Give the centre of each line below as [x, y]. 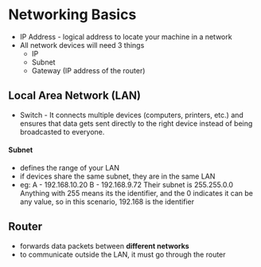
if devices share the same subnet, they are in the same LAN [117, 176]
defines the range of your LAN [70, 167]
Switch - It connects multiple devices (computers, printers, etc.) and [132, 115]
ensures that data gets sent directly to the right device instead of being [136, 123]
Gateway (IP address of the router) [88, 70]
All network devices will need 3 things [82, 45]
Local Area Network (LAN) [75, 96]
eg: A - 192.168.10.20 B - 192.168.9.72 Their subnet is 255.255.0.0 [126, 184]
